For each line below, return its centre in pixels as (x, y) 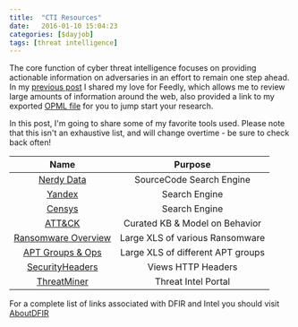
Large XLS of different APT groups (193, 253)
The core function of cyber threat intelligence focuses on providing (133, 68)
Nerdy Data (63, 180)
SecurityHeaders (62, 267)
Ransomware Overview (63, 238)
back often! (30, 142)
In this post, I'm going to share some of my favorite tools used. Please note (147, 124)
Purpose (192, 165)
